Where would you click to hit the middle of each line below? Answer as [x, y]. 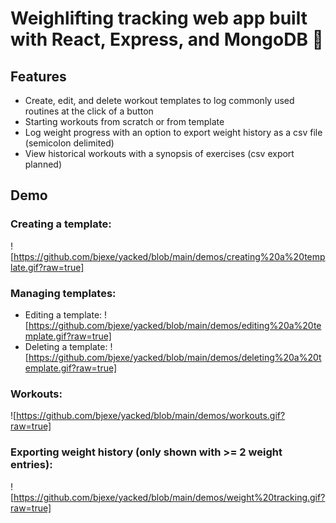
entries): [31, 465]
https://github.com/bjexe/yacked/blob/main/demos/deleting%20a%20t [175, 357]
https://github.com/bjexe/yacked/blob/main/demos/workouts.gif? [151, 416]
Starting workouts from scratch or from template [124, 121]
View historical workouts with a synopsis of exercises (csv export [159, 153]
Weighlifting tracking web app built [159, 18]
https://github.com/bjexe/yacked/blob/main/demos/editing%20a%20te [175, 325]
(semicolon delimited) [69, 143]
